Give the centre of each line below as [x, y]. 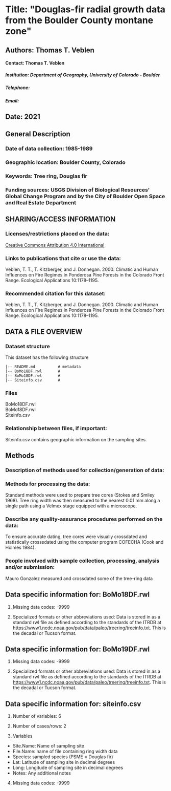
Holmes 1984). [21, 548]
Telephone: [18, 88]
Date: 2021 [23, 116]
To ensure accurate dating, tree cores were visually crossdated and [76, 537]
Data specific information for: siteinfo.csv [73, 704]
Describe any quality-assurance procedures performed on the [84, 519]
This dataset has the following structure [47, 357]
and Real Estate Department [41, 202]
